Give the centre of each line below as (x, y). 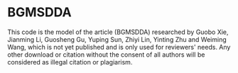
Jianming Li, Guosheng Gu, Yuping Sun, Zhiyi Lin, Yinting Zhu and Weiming (117, 39)
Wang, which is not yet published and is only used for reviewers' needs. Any (119, 47)
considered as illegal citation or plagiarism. (70, 62)
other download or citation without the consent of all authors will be (106, 55)
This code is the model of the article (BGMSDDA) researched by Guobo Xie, (118, 32)
